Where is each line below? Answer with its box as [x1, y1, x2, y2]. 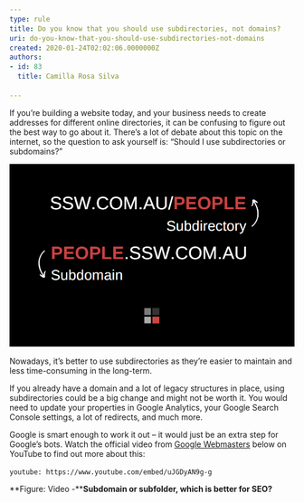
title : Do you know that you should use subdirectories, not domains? [9, 24, 281, 33]
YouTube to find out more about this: [9, 448, 146, 459]
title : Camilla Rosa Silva [17, 72, 119, 81]
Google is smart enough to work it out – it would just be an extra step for [9, 429, 279, 440]
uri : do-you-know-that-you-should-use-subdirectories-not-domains [9, 33, 265, 43]
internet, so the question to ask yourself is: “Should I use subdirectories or [9, 136, 287, 147]
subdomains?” [9, 146, 63, 157]
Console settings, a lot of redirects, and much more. [9, 412, 204, 422]
